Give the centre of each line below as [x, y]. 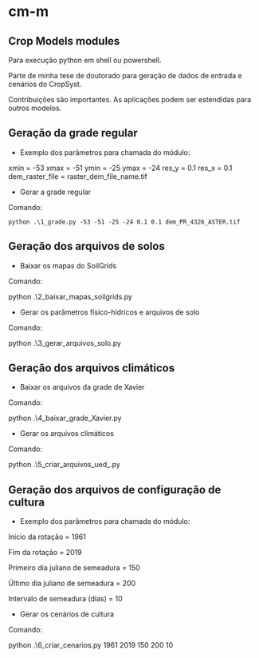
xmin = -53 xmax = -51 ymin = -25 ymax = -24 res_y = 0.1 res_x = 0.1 [120, 168]
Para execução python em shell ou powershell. [85, 60]
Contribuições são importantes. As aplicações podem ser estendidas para [130, 99]
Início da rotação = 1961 [47, 537]
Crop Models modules [64, 41]
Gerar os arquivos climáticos [67, 434]
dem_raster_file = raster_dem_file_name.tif [78, 176]
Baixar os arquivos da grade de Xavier [82, 387]
